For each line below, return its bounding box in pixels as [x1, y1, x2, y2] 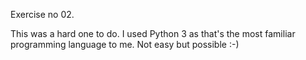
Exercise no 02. [10, 9, 75, 20]
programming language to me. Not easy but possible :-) [10, 39, 240, 50]
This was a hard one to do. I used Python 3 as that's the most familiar [10, 28, 296, 39]
